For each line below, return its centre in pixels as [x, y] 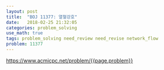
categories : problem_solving [42, 28]
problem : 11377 [25, 44]
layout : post [22, 11]
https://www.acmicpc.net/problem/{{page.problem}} [70, 60]
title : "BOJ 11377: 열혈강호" [42, 17]
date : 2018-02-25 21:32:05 [42, 22]
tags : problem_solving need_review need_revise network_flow [82, 38]
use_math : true [25, 33]
